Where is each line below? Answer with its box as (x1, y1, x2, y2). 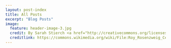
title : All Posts (5, 12, 42, 17)
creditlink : (10, 35, 36, 40)
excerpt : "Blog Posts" (5, 16, 53, 21)
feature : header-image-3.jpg (10, 26, 72, 31)
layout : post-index (5, 7, 47, 12)
